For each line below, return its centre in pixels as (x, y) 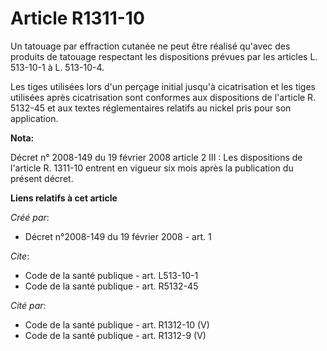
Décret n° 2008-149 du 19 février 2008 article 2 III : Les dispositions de (156, 157)
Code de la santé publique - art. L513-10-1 (111, 275)
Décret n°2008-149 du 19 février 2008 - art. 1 (118, 236)
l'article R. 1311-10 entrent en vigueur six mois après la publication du (152, 168)
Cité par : (28, 305)
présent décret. (42, 178)
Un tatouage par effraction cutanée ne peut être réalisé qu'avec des (150, 46)
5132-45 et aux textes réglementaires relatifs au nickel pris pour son (151, 108)
